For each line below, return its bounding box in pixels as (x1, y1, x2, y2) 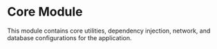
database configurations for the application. (7, 33, 132, 42)
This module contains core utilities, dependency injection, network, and (7, 27, 211, 35)
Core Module (7, 4, 83, 20)
